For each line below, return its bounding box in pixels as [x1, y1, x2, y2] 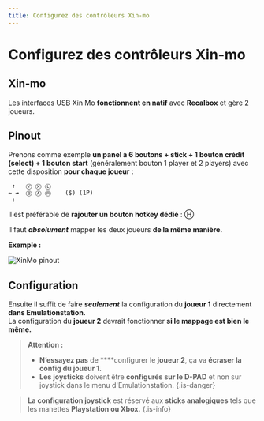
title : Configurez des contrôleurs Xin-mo [8, 11, 150, 20]
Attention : [27, 340, 64, 350]
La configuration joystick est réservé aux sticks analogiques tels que [27, 396, 256, 405]
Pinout [8, 130, 42, 143]
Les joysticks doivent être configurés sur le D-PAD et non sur [39, 372, 242, 382]
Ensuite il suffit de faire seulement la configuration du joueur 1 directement [8, 299, 252, 309]
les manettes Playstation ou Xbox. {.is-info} [27, 404, 172, 414]
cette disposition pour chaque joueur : [8, 167, 134, 176]
